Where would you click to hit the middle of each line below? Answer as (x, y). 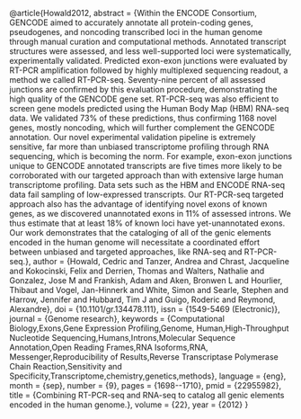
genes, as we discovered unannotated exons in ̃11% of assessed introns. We (150, 214)
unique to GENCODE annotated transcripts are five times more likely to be (146, 166)
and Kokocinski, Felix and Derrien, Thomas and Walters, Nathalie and (137, 271)
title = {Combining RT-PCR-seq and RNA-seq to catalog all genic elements (147, 395)
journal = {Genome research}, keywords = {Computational (117, 319)
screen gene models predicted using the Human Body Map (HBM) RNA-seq (149, 108)
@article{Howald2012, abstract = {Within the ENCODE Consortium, (133, 13)
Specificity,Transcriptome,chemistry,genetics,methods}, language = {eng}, (148, 376)
